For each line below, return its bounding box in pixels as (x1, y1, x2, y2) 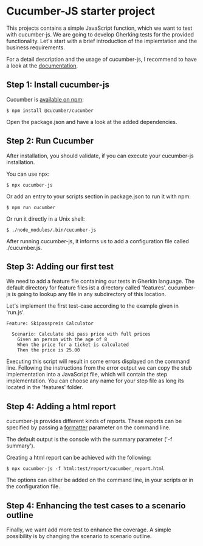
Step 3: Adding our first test (6, 261, 114, 272)
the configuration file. (6, 483, 60, 490)
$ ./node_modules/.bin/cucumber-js (6, 227, 97, 233)
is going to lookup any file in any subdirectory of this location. (12, 291, 167, 298)
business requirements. (6, 44, 65, 51)
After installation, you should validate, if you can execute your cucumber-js (6, 152, 194, 159)
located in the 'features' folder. (6, 384, 83, 391)
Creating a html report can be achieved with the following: (6, 454, 152, 461)
